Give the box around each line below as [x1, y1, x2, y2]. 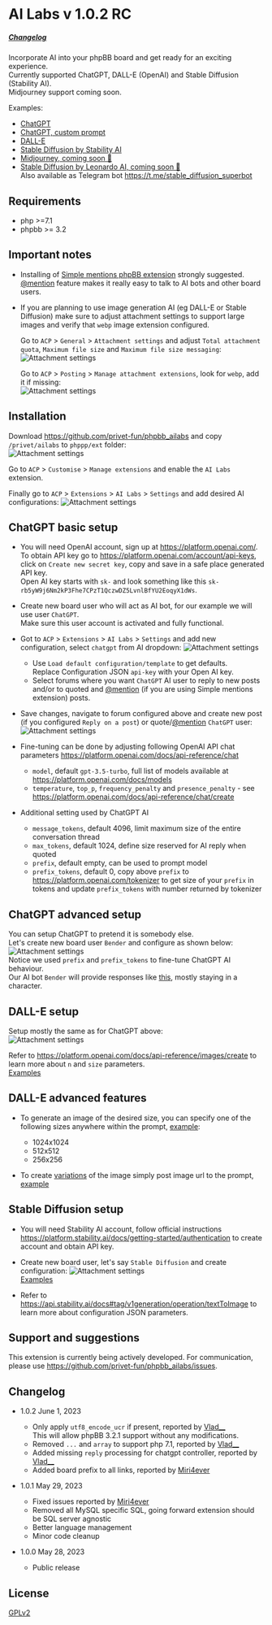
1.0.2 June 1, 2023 [19, 1406, 82, 1416]
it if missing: [19, 377, 61, 387]
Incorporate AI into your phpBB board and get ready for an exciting [8, 53, 232, 63]
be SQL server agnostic [32, 1514, 112, 1524]
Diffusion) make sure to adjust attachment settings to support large [19, 311, 245, 321]
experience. [8, 62, 49, 72]
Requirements [8, 194, 81, 208]
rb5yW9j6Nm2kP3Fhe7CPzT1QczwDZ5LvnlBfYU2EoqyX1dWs [19, 587, 196, 595]
